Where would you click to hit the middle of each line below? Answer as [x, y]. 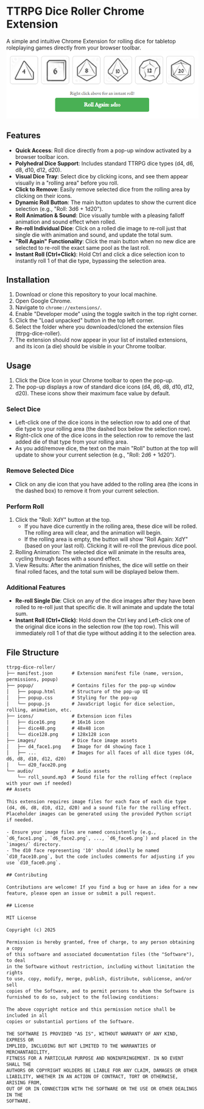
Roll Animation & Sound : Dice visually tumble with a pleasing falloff [100, 215]
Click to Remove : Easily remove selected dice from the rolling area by [103, 189]
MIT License [21, 918]
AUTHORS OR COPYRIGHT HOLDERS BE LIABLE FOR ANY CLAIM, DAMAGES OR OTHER [102, 1071]
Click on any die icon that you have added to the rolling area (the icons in [107, 484]
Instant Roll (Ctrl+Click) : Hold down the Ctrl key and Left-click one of [103, 620]
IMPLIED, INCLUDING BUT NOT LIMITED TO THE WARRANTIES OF [81, 1046]
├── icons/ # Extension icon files [69, 716]
